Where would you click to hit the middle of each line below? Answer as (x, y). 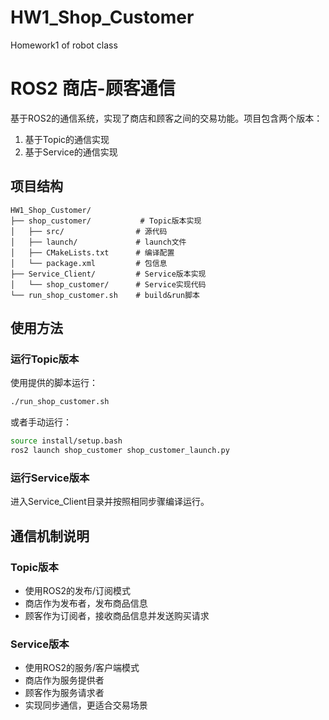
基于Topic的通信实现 (67, 139)
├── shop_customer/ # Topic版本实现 (106, 221)
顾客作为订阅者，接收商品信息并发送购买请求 (117, 615)
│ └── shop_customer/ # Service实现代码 (108, 284)
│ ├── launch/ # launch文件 (98, 242)
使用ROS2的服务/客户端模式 (82, 668)
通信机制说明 (50, 536)
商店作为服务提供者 (64, 680)
